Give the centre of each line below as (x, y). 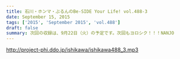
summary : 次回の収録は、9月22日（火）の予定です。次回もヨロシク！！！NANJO (90, 33)
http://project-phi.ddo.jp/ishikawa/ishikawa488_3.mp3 (72, 50)
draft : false (22, 28)
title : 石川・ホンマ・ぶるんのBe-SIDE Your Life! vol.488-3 (77, 11)
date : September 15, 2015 (38, 17)
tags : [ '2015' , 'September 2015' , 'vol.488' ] (63, 22)
